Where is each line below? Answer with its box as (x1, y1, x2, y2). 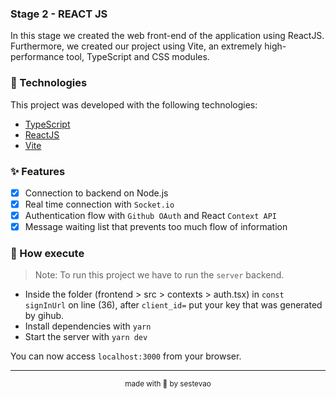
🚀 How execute (10, 247, 85, 261)
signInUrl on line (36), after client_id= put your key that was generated (24, 299, 323, 311)
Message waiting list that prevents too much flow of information (24, 221, 288, 233)
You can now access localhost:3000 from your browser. (10, 350, 242, 362)
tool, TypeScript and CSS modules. (66, 51, 210, 63)
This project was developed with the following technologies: (10, 98, 258, 111)
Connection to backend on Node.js (24, 187, 169, 199)
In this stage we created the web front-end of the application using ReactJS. (10, 30, 325, 42)
